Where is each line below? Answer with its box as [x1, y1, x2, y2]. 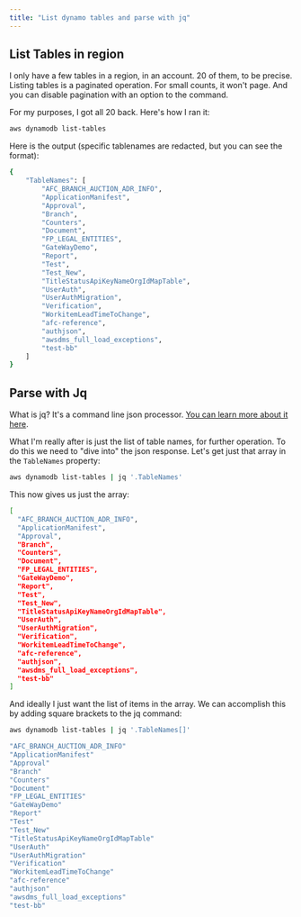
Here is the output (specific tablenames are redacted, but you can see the [9, 141, 283, 151]
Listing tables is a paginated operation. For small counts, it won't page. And [9, 80, 288, 91]
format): [9, 150, 40, 161]
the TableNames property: [9, 456, 101, 467]
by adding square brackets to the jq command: [9, 708, 182, 719]
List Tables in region [9, 47, 125, 62]
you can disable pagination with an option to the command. [9, 89, 229, 100]
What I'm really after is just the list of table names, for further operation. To [9, 436, 286, 447]
